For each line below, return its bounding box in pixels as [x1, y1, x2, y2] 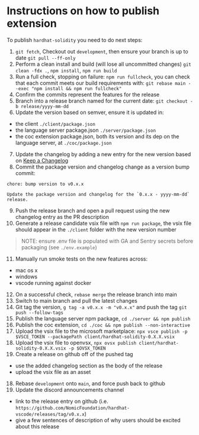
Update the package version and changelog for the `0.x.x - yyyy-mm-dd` [7, 191, 190, 197]
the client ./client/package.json [15, 120, 95, 127]
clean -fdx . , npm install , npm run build [15, 66, 117, 74]
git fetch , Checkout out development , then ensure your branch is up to [15, 47, 188, 55]
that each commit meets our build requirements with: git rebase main [15, 79, 186, 87]
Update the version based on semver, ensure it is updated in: [15, 109, 165, 116]
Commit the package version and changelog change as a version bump [15, 163, 190, 170]
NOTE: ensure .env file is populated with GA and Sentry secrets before [21, 237, 194, 245]
